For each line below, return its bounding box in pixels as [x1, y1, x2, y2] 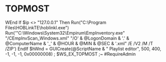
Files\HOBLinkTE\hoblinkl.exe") [5, 24, 69, 30]
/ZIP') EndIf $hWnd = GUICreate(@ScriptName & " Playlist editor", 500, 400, [5, 46, 162, 52]
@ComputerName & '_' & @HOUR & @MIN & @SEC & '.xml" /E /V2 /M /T [5, 40, 154, 46]
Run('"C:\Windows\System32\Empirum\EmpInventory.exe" [5, 30, 125, 36]
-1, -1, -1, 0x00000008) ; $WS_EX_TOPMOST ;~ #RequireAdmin [5, 51, 136, 57]
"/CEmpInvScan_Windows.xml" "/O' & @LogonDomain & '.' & [5, 35, 130, 41]
